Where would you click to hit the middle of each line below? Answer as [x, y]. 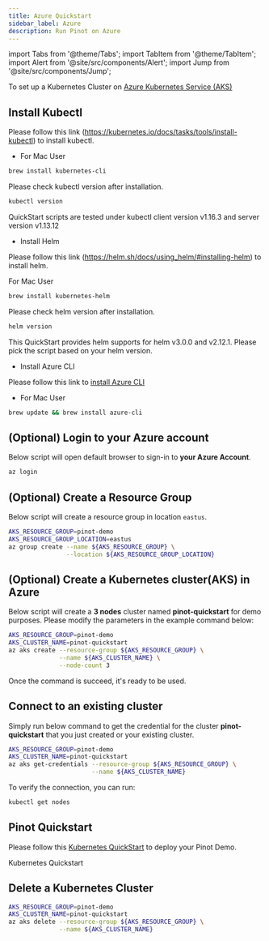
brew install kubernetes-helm [59, 296]
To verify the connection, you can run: [72, 788]
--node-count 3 [85, 665]
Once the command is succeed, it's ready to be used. [97, 681]
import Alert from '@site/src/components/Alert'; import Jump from [119, 62]
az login [23, 472]
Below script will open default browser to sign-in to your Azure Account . [130, 457]
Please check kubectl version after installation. [86, 186]
